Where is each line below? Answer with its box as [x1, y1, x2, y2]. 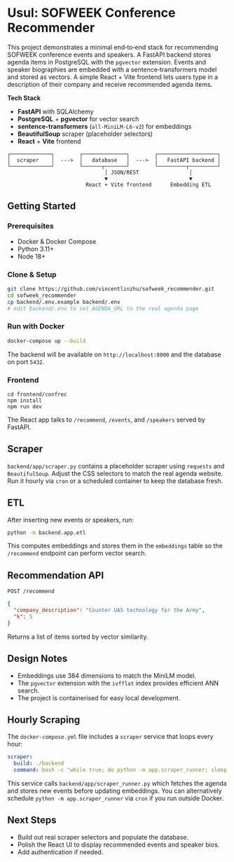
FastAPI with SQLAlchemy [17, 107, 94, 116]
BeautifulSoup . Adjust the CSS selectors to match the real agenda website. [7, 469, 223, 478]
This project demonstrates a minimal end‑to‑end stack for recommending [7, 43, 219, 51]
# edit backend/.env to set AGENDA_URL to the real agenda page [7, 305, 199, 312]
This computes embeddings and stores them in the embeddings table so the [7, 541, 223, 550]
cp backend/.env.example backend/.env [7, 298, 121, 305]
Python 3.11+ [17, 244, 55, 253]
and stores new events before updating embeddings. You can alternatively [7, 786, 222, 795]
